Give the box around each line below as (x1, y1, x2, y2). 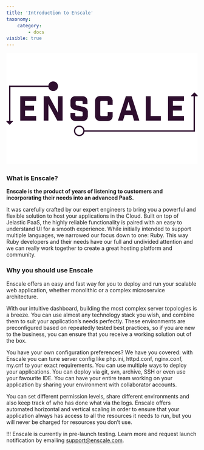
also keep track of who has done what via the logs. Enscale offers (6, 399, 171, 406)
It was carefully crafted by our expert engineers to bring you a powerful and (6, 206, 196, 213)
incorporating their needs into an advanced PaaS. (6, 194, 134, 201)
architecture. (6, 293, 38, 300)
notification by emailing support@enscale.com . (6, 437, 124, 444)
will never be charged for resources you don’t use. (6, 418, 132, 426)
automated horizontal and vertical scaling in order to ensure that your (6, 405, 180, 412)
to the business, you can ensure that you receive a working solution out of (6, 331, 192, 338)
